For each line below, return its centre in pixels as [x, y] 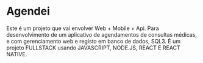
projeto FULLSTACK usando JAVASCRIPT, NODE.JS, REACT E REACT [94, 48]
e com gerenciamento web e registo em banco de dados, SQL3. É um [94, 41]
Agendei [28, 11]
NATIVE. [17, 54]
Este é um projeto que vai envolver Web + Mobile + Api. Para [83, 28]
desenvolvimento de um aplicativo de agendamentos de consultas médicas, [101, 34]
